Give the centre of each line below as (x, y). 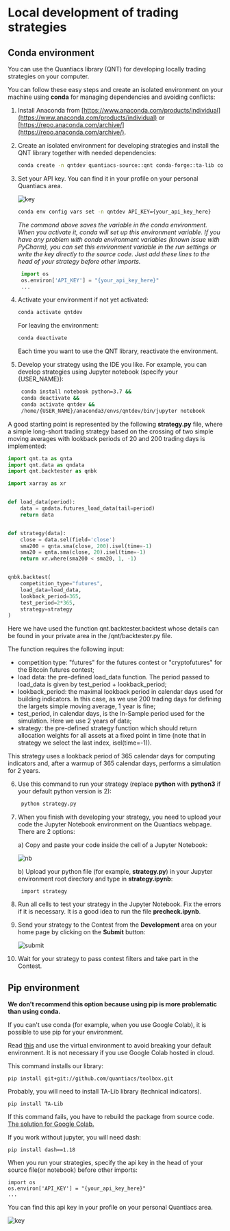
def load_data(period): (42, 502)
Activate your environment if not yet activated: (83, 300)
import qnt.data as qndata (46, 465)
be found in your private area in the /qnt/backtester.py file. (90, 636)
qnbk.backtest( (29, 577)
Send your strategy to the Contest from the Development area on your (117, 925)
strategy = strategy (46, 609)
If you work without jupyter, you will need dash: (74, 1137)
